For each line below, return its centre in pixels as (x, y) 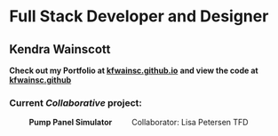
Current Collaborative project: (75, 102)
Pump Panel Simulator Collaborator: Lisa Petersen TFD (139, 123)
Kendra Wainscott (60, 49)
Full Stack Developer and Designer (139, 16)
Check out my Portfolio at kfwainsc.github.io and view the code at (134, 70)
